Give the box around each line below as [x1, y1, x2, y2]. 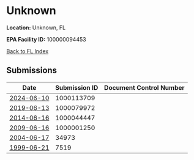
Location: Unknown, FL [6, 24, 66, 31]
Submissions [6, 65, 57, 76]
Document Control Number [103, 83, 185, 92]
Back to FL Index [6, 47, 49, 55]
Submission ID [54, 83, 99, 92]
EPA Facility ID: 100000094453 [6, 35, 87, 43]
